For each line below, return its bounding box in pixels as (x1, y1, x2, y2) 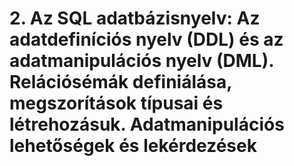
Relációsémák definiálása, (9, 71, 232, 94)
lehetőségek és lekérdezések (9, 135, 257, 157)
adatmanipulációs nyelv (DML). (9, 50, 274, 72)
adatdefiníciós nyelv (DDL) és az (9, 28, 284, 51)
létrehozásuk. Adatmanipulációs (9, 113, 285, 136)
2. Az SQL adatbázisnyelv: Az (9, 7, 261, 30)
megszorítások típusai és (9, 92, 224, 115)
